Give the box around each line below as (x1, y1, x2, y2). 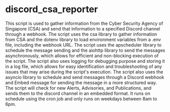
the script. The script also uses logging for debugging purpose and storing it (5, 58, 165, 64)
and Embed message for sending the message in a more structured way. (5, 80, 157, 86)
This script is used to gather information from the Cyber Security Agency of (5, 20, 163, 26)
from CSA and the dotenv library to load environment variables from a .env (5, 36, 161, 43)
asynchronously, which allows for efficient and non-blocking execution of (5, 52, 159, 59)
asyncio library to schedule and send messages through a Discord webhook (5, 74, 164, 80)
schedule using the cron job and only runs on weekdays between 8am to (5, 95, 157, 102)
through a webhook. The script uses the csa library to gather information (5, 31, 157, 37)
